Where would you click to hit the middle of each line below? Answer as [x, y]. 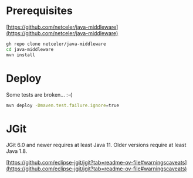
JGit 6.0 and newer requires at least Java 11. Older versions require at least [96, 145]
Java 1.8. [17, 151]
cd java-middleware [30, 49]
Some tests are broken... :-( [39, 94]
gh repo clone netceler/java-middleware [56, 44]
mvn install [21, 55]
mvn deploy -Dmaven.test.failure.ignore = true [62, 105]
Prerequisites [40, 11]
